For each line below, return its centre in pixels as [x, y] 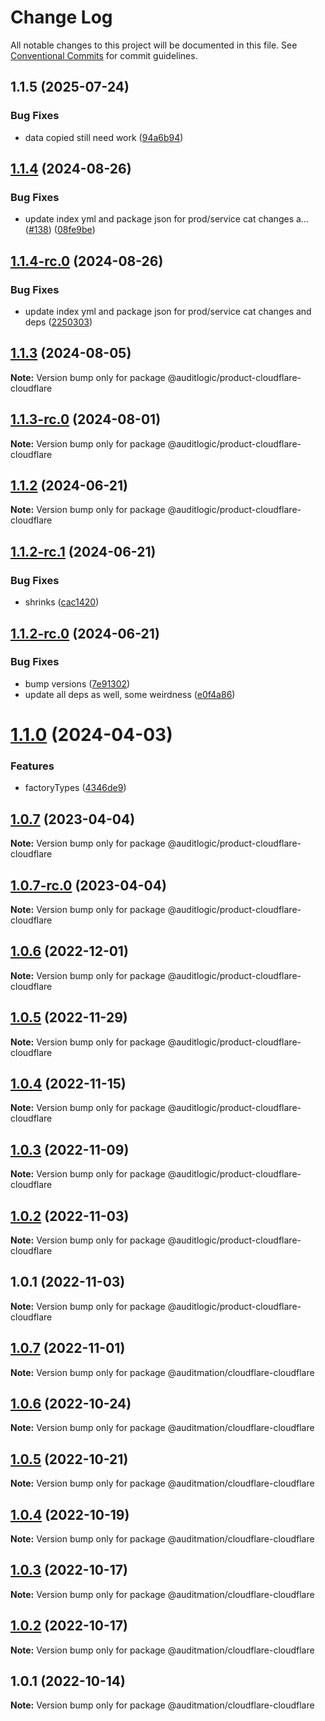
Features [32, 766]
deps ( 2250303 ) [58, 322]
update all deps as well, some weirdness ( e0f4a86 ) [130, 694]
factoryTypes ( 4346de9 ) [75, 788]
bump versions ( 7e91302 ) [77, 683]
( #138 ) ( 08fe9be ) [60, 230]
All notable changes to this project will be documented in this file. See [154, 45]
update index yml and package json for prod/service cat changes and [168, 311]
